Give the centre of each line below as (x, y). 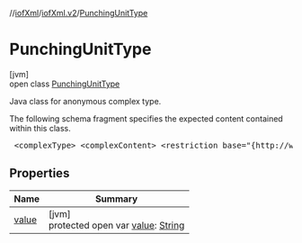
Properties (40, 173)
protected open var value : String (116, 225)
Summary (116, 199)
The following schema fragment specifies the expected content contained (146, 118)
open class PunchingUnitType (65, 84)
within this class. (40, 128)
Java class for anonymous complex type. (85, 101)
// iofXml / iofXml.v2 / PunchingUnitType (79, 13)
